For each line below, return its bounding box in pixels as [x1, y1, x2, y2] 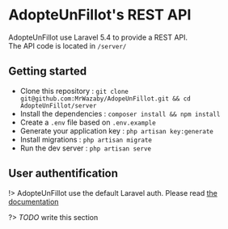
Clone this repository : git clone [19, 86, 129, 95]
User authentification [8, 167, 119, 180]
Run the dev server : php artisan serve [19, 143, 152, 153]
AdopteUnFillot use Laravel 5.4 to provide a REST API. [8, 32, 188, 42]
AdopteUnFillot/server [19, 101, 97, 110]
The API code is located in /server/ [8, 40, 127, 50]
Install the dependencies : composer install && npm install [19, 108, 221, 118]
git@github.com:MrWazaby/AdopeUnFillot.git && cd [19, 95, 192, 103]
